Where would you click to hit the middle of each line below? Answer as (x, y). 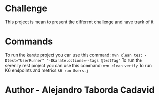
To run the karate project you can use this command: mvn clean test (74, 55)
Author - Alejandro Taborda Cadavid (80, 90)
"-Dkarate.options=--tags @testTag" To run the (94, 60)
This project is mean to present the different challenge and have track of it (79, 22)
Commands (29, 42)
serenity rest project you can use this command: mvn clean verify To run (79, 65)
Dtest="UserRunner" (25, 60)
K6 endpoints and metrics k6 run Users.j (47, 70)
